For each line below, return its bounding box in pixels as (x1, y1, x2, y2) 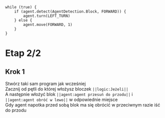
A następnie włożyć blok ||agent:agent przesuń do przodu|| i (5, 91, 133, 97)
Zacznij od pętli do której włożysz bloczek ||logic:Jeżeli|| (5, 86, 128, 92)
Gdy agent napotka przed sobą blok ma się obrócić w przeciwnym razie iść (5, 102, 160, 107)
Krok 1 (5, 67, 25, 76)
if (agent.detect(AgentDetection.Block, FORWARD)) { (14, 9, 126, 14)
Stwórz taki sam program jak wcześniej (5, 80, 86, 86)
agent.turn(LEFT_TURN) (23, 13, 70, 18)
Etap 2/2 (5, 47, 41, 59)
